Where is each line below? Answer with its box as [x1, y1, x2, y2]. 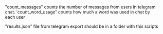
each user [5, 14, 25, 20]
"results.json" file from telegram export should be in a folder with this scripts [5, 23, 158, 29]
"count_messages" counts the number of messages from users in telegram [5, 4, 156, 10]
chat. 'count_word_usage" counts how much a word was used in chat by [5, 9, 150, 15]
